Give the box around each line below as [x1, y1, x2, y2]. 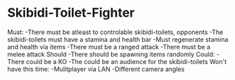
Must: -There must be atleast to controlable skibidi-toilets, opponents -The [7, 28, 224, 36]
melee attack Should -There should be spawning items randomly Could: [7, 50, 215, 58]
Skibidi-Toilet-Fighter [7, 5, 135, 21]
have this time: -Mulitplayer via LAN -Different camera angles [7, 65, 185, 73]
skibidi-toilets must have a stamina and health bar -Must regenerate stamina [7, 35, 229, 43]
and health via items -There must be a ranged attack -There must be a [7, 42, 211, 51]
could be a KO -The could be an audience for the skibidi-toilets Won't [25, 57, 227, 65]
